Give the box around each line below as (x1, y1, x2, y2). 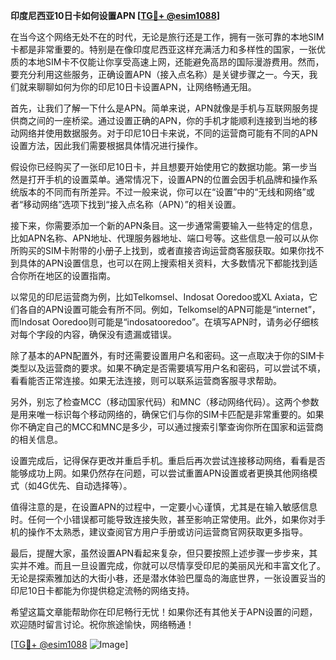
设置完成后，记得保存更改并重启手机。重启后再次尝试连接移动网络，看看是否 (10, 455, 326, 466)
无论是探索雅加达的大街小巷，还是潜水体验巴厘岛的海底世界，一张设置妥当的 (10, 572, 326, 584)
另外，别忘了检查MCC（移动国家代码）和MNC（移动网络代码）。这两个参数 (10, 396, 320, 408)
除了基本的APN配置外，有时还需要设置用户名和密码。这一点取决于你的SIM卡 (10, 350, 325, 361)
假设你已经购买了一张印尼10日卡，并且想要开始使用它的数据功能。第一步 (10, 161, 309, 173)
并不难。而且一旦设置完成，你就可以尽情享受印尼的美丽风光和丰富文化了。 (18, 560, 326, 571)
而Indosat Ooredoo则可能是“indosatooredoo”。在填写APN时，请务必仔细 (10, 316, 311, 328)
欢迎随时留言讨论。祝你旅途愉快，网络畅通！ (10, 619, 195, 630)
